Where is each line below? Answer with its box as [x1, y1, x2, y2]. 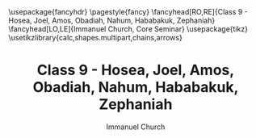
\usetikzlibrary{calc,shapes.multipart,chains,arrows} [8, 33, 183, 42]
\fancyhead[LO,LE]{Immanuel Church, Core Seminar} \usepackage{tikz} [8, 24, 249, 34]
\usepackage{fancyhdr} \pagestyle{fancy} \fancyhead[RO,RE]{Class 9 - [8, 7, 248, 16]
